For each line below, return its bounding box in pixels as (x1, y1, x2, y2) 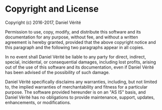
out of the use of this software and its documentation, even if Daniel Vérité (5, 64, 154, 70)
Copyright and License (5, 3, 99, 15)
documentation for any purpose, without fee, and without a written (5, 34, 138, 40)
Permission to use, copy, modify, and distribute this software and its (5, 29, 141, 35)
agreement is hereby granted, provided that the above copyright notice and (5, 39, 156, 45)
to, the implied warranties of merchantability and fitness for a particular (5, 84, 148, 90)
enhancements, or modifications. (5, 99, 72, 105)
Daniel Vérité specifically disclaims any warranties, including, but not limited (5, 79, 157, 85)
